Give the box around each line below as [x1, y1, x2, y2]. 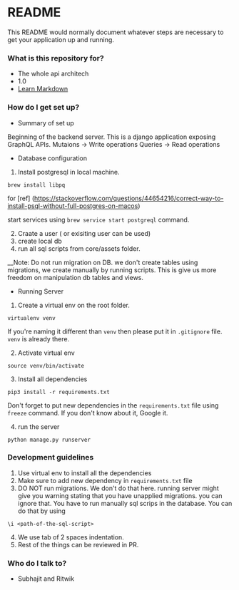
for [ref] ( [7, 194, 35, 202]
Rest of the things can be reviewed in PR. [17, 540, 139, 549]
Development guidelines [7, 452, 94, 462]
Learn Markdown [17, 85, 68, 93]
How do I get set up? [7, 103, 80, 113]
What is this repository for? [7, 53, 105, 63]
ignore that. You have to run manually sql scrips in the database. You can [17, 499, 233, 507]
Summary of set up [17, 118, 75, 127]
